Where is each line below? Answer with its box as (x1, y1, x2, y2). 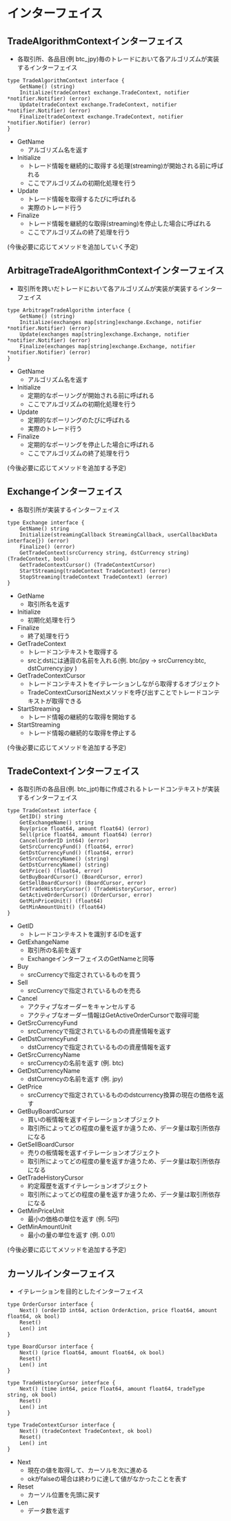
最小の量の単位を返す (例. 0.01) (27, 1231, 116, 1239)
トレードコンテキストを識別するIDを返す (27, 930, 143, 938)
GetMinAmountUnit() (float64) (19, 904, 107, 911)
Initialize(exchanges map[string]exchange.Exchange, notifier (19, 319, 202, 325)
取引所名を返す (27, 600, 70, 608)
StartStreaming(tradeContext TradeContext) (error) (19, 567, 171, 574)
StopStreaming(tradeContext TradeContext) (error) (19, 573, 168, 581)
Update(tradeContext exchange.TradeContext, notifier (19, 101, 177, 108)
